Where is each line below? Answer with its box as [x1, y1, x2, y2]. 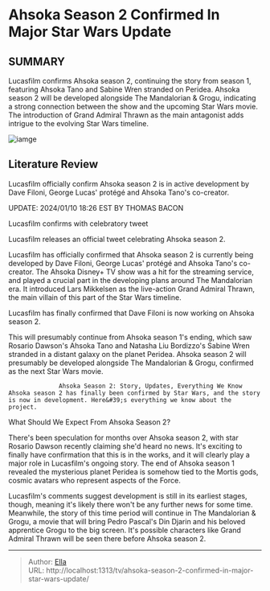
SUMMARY [8, 55, 66, 68]
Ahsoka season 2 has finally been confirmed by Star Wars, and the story [8, 388, 261, 397]
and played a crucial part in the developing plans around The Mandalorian [8, 275, 253, 285]
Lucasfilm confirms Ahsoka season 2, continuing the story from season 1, [8, 76, 252, 85]
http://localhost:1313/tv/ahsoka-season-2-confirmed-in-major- [46, 565, 254, 575]
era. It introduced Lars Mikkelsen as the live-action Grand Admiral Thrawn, [8, 284, 256, 293]
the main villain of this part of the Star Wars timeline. [8, 292, 182, 302]
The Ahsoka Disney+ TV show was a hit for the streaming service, [35, 267, 255, 277]
